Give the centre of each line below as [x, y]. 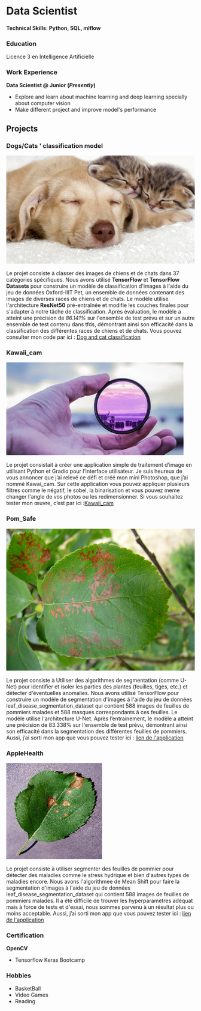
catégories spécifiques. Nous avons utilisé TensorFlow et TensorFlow [93, 279]
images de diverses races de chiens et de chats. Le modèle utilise [87, 299]
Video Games [32, 995]
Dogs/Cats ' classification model [55, 145]
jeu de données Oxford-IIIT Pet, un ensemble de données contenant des [95, 292]
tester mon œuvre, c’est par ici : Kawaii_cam [60, 503]
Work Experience [32, 72]
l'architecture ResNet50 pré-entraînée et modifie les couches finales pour [98, 305]
